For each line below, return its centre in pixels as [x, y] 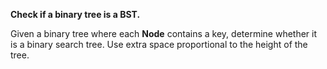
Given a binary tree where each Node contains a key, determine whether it [164, 33]
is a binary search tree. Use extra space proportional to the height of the [159, 44]
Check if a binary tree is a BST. [75, 14]
